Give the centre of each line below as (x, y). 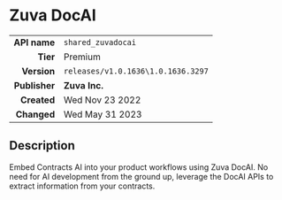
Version (38, 71)
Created (38, 100)
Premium (82, 57)
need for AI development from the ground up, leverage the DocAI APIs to (141, 176)
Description (42, 146)
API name (34, 42)
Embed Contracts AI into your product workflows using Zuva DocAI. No (139, 167)
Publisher (34, 85)
